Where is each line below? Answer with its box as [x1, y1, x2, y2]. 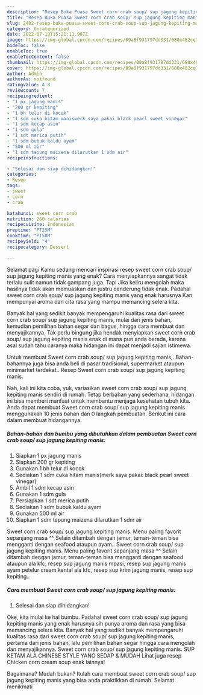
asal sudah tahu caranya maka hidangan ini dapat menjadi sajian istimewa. [7, 342, 192, 349]
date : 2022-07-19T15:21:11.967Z [7, 31, 88, 37]
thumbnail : [7, 59, 34, 65]
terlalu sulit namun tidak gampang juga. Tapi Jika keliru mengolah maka [7, 278, 184, 286]
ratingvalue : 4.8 [7, 82, 51, 88]
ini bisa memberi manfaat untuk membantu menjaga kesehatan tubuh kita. [7, 397, 191, 405]
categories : [7, 171, 37, 178]
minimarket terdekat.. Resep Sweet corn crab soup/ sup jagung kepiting [7, 366, 186, 373]
